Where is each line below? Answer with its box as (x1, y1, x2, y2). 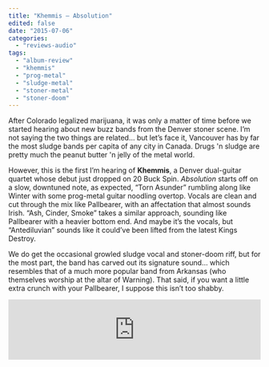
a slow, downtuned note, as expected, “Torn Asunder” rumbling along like (8, 182, 251, 193)
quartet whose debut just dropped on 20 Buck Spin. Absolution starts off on (8, 174, 259, 184)
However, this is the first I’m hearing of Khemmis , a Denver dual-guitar (8, 165, 242, 175)
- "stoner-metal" (15, 86, 74, 95)
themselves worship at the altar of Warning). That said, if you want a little (8, 275, 250, 285)
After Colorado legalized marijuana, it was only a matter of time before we (8, 116, 252, 125)
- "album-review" (15, 57, 74, 65)
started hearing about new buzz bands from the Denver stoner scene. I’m (8, 124, 251, 134)
